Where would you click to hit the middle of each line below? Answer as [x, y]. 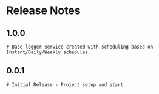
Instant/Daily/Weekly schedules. [49, 52]
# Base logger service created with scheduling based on [80, 47]
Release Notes [43, 11]
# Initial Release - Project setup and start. [66, 85]
